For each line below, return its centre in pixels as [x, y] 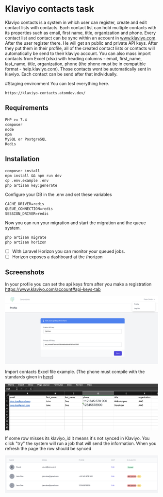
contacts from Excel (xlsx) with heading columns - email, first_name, [73, 58]
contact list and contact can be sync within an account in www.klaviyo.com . [81, 38]
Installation [22, 159]
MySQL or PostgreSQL [26, 139]
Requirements [27, 108]
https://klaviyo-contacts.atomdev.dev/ [45, 93]
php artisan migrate [26, 237]
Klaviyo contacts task [50, 9]
